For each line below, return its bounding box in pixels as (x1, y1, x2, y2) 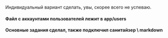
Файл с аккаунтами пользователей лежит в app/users (5, 15, 127, 21)
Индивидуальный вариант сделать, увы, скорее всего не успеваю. (5, 4, 152, 10)
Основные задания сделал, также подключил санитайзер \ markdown (5, 27, 163, 33)
